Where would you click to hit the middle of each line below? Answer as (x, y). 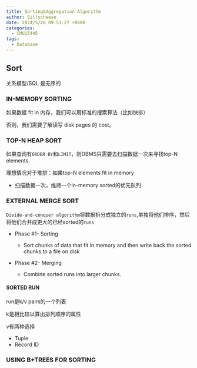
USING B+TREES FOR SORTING (51, 360)
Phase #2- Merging (38, 263)
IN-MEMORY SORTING (39, 99)
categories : (21, 28)
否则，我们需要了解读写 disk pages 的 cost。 (60, 125)
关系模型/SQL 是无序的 (34, 83)
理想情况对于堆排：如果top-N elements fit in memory (70, 173)
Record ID (27, 344)
